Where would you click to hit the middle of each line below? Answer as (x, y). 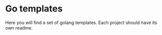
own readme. (19, 27)
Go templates (34, 9)
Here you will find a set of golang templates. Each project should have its (81, 22)
